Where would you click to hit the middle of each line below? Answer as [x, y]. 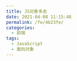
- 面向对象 [23, 49]
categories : [20, 28]
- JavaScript [27, 44]
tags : [13, 38]
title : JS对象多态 [27, 11]
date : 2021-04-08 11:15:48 [39, 17]
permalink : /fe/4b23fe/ [35, 22]
